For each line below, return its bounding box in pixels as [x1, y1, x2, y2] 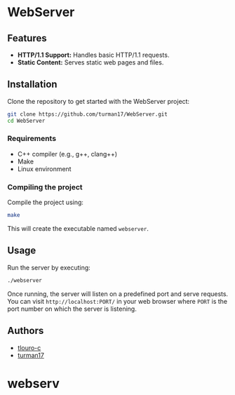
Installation [7, 79, 58, 91]
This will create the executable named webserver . [7, 225, 149, 233]
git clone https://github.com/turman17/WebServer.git [7, 110, 168, 118]
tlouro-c [17, 343, 41, 352]
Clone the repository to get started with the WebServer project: [7, 97, 190, 105]
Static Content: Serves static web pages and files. [17, 58, 164, 67]
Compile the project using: [7, 198, 84, 207]
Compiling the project [7, 182, 83, 192]
